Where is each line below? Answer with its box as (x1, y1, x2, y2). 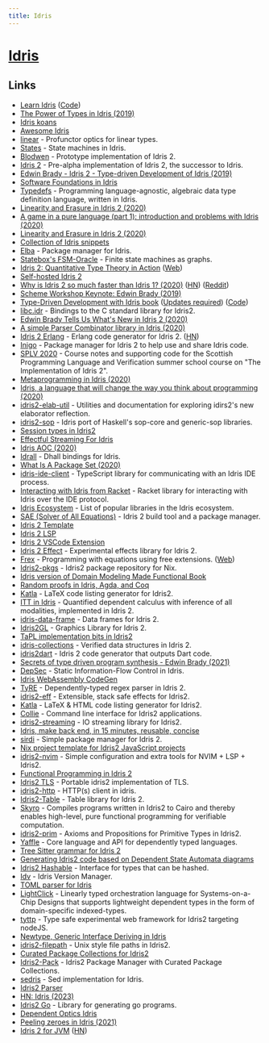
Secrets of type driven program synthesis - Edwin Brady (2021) (19, 657, 230, 666)
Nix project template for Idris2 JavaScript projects (19, 743, 186, 753)
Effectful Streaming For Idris (19, 434, 114, 444)
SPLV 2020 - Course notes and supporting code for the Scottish (19, 348, 234, 358)
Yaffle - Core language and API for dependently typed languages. (19, 836, 238, 847)
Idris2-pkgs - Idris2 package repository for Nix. (19, 562, 177, 573)
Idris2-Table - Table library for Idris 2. (19, 794, 145, 803)
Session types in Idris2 (19, 425, 97, 436)
